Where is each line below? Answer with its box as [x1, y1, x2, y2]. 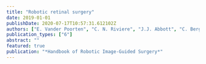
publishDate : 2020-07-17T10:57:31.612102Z [6, 20, 116, 26]
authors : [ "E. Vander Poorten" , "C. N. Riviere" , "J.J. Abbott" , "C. [6, 26, 188, 32]
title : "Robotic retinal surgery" [6, 9, 95, 15]
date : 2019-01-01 [6, 15, 51, 21]
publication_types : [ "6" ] [6, 32, 72, 38]
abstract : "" [6, 37, 40, 43]
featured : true [6, 43, 45, 49]
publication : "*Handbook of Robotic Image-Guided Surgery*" [6, 49, 164, 55]
